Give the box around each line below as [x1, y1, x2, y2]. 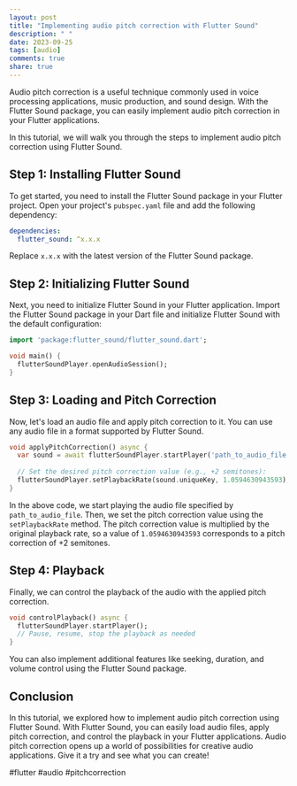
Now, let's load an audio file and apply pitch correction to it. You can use [9, 416, 273, 427]
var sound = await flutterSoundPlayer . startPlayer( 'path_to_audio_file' [17, 451, 291, 460]
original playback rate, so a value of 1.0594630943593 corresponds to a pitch [9, 528, 286, 538]
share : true [9, 63, 53, 72]
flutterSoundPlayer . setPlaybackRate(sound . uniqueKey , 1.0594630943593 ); [17, 475, 291, 485]
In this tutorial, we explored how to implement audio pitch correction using [9, 712, 280, 722]
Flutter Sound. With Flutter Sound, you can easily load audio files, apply [9, 721, 270, 732]
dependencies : [9, 227, 62, 235]
